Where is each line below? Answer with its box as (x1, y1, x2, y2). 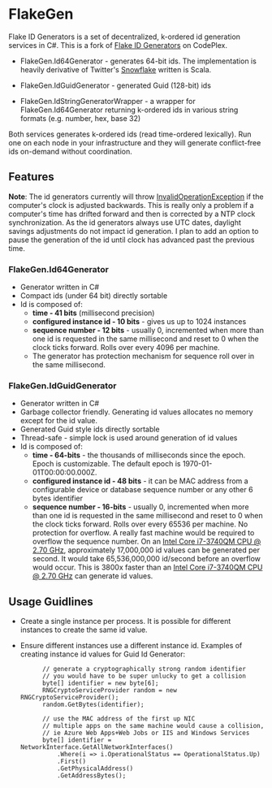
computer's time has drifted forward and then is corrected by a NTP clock (8, 209, 256, 219)
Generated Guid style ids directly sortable (19, 424, 160, 435)
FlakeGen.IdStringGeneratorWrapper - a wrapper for (19, 96, 196, 106)
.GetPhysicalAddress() (56, 764, 134, 773)
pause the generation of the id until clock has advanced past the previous (8, 235, 255, 245)
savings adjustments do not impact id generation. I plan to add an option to (8, 226, 259, 236)
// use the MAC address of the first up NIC (41, 715, 196, 723)
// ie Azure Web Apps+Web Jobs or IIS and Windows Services (41, 729, 250, 738)
